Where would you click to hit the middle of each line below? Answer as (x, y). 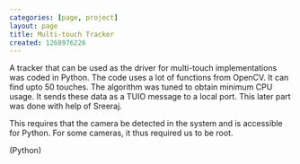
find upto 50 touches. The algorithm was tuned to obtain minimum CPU (141, 87)
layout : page (34, 26)
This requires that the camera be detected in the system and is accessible (146, 124)
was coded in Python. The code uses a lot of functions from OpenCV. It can (149, 78)
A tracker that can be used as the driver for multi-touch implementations (143, 68)
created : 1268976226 (48, 43)
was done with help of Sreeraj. (66, 106)
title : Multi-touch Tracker (62, 34)
